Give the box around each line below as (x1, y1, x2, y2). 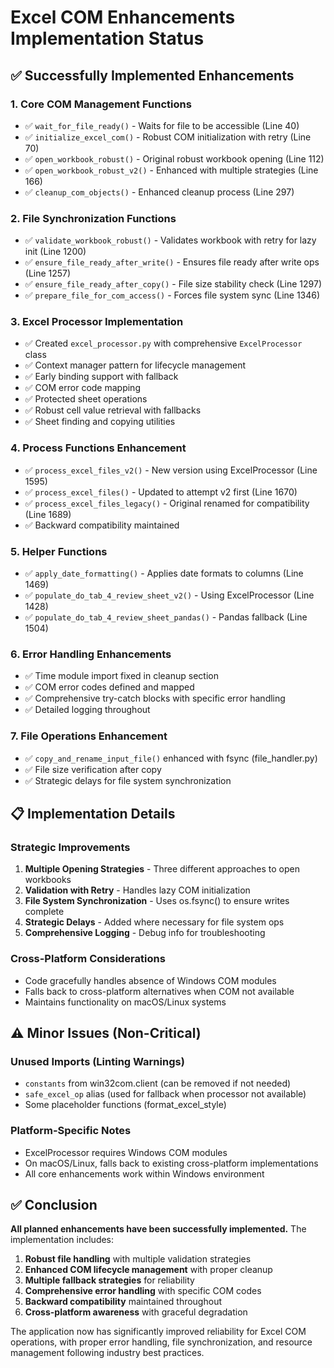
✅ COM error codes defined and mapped (24, 681, 195, 693)
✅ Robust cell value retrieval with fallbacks (24, 404, 202, 416)
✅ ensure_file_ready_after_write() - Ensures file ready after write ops (24, 256, 320, 268)
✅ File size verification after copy (24, 763, 162, 775)
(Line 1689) (24, 508, 72, 520)
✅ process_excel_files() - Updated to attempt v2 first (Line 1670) (24, 486, 298, 498)
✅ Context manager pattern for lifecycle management (24, 359, 247, 371)
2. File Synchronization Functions (10, 211, 177, 225)
